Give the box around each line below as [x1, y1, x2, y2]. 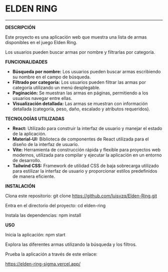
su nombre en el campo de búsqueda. [12, 74, 91, 80]
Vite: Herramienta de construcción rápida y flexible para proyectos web [12, 147, 161, 153]
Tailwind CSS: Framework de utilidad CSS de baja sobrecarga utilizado [12, 163, 159, 169]
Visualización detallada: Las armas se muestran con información [12, 100, 148, 106]
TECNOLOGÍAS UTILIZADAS [5, 115, 65, 121]
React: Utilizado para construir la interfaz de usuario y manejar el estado [12, 125, 162, 131]
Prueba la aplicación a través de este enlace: [5, 251, 97, 257]
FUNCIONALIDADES [5, 59, 47, 65]
